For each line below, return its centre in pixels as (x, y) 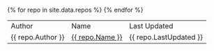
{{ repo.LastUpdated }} (166, 37)
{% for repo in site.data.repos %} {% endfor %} (76, 10)
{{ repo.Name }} (97, 37)
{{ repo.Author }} (38, 37)
